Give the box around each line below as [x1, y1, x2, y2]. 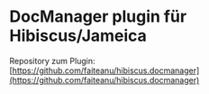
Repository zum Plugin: [9, 55, 95, 66]
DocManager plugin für [9, 6, 187, 27]
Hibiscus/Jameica [9, 25, 147, 46]
